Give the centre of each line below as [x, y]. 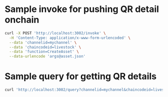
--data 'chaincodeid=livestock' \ [45, 47]
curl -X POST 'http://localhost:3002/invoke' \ [55, 33]
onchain [22, 20]
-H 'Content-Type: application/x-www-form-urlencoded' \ [70, 38]
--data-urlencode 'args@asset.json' [47, 56]
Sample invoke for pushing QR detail [82, 9]
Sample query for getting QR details [81, 76]
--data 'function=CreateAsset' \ [44, 52]
